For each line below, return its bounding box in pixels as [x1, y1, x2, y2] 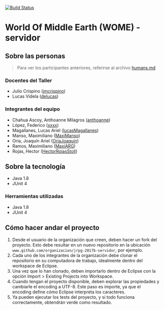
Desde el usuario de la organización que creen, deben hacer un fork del [12, 236, 158, 243]
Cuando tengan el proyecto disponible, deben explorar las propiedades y [12, 278, 160, 284]
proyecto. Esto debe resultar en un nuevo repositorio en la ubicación [12, 242, 151, 248]
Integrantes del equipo [5, 106, 60, 113]
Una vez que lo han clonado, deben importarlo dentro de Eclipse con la [12, 268, 156, 274]
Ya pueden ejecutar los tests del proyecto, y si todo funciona [12, 294, 135, 300]
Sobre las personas [5, 52, 65, 60]
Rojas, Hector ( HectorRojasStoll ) [12, 148, 77, 154]
